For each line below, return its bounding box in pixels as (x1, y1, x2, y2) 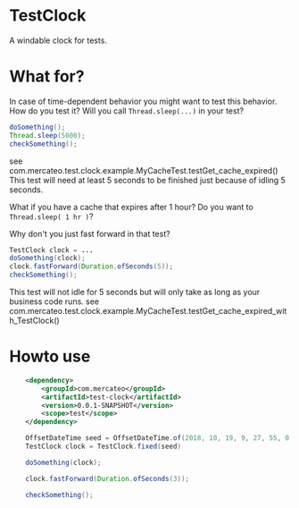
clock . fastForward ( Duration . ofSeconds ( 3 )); (25, 474, 190, 483)
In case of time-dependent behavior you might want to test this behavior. (9, 96, 278, 106)
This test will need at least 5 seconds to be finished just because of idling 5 (9, 174, 286, 185)
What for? (9, 66, 85, 87)
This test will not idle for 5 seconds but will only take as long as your (9, 287, 261, 297)
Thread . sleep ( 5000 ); (9, 131, 87, 140)
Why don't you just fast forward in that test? (9, 228, 171, 239)
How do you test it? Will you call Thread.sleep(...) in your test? (9, 105, 244, 116)
